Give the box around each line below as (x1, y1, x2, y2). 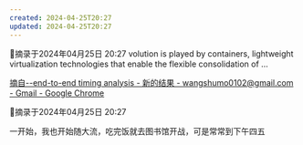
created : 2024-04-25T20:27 (9, 13, 112, 23)
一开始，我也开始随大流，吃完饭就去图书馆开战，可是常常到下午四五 (9, 125, 266, 137)
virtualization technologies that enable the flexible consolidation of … (9, 58, 269, 69)
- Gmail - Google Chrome (9, 88, 105, 98)
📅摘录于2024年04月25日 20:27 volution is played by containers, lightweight (9, 47, 294, 59)
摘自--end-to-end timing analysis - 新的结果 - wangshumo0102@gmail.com (9, 77, 294, 88)
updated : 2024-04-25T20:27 (9, 22, 112, 31)
